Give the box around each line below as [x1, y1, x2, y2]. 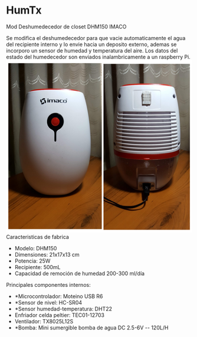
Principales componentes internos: [6, 281, 91, 288]
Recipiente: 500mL [14, 263, 61, 270]
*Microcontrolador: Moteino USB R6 [14, 293, 103, 300]
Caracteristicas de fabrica [6, 233, 70, 240]
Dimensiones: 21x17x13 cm [14, 251, 80, 258]
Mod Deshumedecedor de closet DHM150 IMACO [6, 23, 127, 30]
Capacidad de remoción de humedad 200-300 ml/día [14, 270, 145, 277]
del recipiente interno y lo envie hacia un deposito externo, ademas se [6, 41, 177, 48]
